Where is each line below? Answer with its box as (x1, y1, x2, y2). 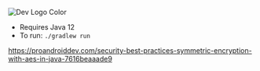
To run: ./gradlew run (19, 31, 90, 40)
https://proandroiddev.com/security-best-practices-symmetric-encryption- (8, 46, 253, 55)
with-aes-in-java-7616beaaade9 (8, 55, 112, 63)
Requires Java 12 (19, 23, 75, 31)
